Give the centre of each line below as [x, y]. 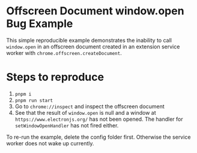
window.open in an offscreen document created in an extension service [93, 47]
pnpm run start [34, 100]
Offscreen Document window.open [95, 11]
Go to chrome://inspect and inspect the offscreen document [90, 106]
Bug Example [40, 24]
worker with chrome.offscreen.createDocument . [64, 53]
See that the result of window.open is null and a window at [85, 112]
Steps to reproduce [55, 77]
